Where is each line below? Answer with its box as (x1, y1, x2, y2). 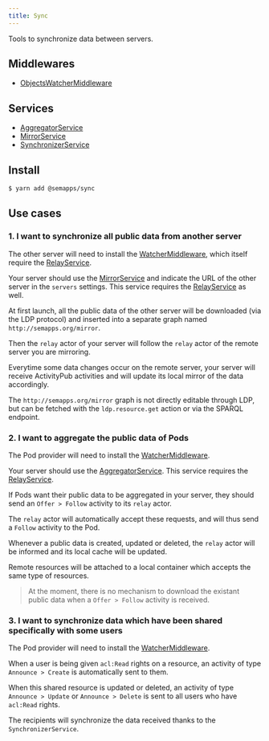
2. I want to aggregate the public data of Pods (8, 432, 189, 443)
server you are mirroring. (8, 347, 91, 356)
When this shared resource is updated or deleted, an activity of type (8, 683, 234, 693)
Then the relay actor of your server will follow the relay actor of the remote (8, 338, 259, 348)
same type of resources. (8, 571, 90, 580)
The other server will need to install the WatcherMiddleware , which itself (8, 249, 248, 259)
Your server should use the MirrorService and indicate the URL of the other (8, 273, 257, 283)
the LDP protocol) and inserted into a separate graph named (8, 314, 207, 324)
